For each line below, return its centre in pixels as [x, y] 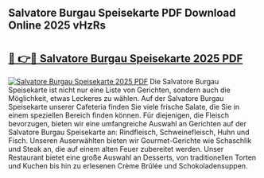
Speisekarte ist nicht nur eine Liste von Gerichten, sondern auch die [119, 90]
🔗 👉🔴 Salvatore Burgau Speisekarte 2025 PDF [126, 58]
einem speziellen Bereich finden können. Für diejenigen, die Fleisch [118, 115]
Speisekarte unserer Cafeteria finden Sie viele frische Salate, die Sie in [124, 107]
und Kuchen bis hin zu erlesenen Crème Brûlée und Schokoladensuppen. [128, 166]
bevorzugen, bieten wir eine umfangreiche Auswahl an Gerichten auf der [127, 124]
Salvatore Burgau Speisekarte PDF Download [122, 13]
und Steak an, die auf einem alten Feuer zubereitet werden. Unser [116, 149]
